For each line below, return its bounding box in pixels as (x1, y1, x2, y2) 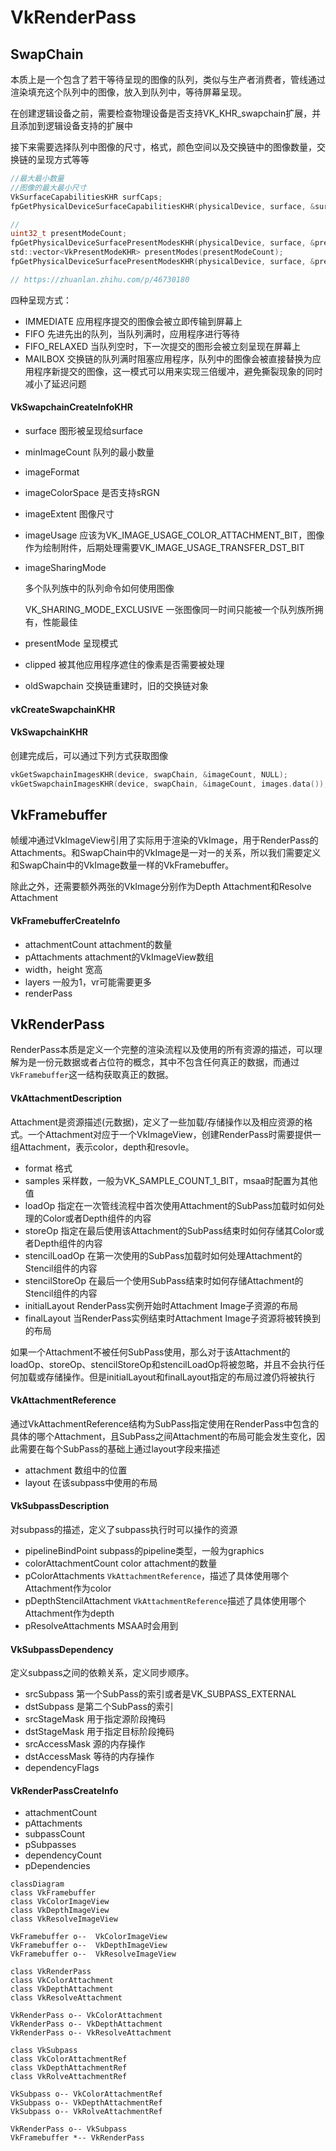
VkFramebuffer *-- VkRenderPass (10, 2133, 145, 2143)
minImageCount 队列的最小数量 (24, 446, 155, 458)
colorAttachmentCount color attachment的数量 (24, 1557, 218, 1569)
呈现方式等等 (36, 154, 90, 165)
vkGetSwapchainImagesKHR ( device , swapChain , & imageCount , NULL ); (10, 769, 288, 780)
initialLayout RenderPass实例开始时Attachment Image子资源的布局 (24, 1299, 299, 1311)
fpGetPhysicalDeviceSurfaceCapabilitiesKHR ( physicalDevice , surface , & (10, 201, 315, 211)
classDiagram (10, 1879, 65, 1890)
